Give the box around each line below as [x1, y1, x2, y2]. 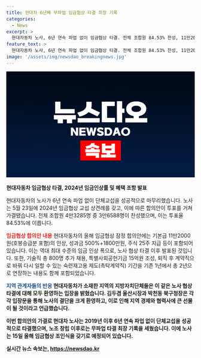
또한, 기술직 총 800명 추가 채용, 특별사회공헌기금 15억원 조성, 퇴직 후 [14, 254, 174, 262]
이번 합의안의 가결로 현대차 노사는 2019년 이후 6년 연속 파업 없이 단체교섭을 [6, 317, 181, 324]
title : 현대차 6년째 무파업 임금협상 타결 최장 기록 [6, 10, 118, 16]
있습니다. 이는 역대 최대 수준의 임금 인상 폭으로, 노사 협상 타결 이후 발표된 [6, 247, 176, 254]
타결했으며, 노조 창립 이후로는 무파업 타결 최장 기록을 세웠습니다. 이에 [22, 325, 181, 332]
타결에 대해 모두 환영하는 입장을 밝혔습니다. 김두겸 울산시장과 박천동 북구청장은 [6, 290, 188, 297]
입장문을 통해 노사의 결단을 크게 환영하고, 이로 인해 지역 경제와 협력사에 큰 [12, 297, 182, 305]
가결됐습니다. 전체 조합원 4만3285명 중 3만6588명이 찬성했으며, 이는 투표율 [6, 212, 184, 219]
